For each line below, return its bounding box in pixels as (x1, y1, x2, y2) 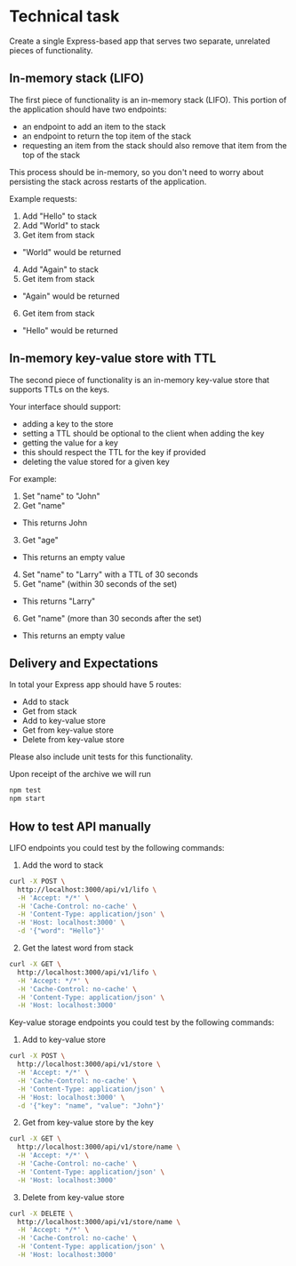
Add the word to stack (21, 860, 104, 870)
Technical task (9, 6, 120, 27)
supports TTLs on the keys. (9, 384, 109, 395)
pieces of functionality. (9, 44, 93, 55)
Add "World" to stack (21, 220, 100, 230)
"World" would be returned (21, 246, 122, 257)
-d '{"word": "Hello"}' (17, 926, 105, 935)
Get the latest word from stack (21, 942, 134, 953)
